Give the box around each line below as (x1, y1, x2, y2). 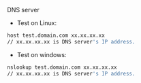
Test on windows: (16, 50, 67, 59)
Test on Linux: (16, 19, 57, 27)
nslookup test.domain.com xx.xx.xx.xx (7, 64, 117, 71)
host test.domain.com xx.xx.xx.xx (7, 32, 106, 39)
